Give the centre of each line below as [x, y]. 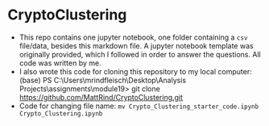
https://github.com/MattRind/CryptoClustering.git [101, 97]
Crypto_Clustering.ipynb [61, 113]
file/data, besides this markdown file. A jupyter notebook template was [137, 45]
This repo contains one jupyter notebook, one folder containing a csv [133, 37]
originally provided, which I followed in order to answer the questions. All [140, 54]
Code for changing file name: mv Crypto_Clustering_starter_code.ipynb [139, 106]
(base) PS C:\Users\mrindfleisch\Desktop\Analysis [103, 80]
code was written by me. [60, 63]
